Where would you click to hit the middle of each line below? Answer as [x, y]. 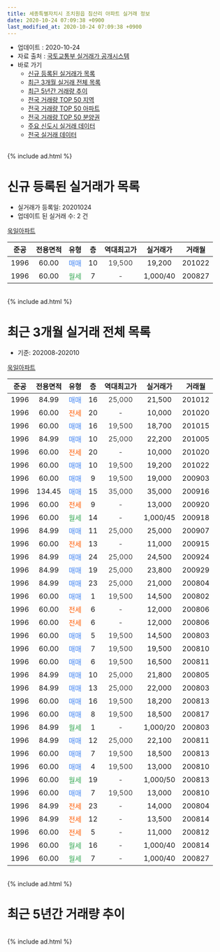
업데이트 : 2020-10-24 [49, 48]
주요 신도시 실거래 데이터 [61, 126]
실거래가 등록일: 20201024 [54, 208]
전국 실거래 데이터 [52, 135]
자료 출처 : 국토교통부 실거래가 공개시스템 [73, 56]
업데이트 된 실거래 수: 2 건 [53, 216]
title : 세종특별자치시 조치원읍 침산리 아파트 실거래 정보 [79, 14]
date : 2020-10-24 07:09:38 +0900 [56, 20]
